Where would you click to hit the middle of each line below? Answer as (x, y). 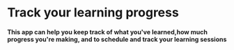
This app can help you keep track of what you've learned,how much (107, 32)
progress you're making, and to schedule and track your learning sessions (117, 39)
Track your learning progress (93, 13)
